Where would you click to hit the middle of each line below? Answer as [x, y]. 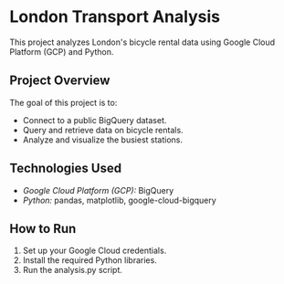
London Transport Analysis [115, 17]
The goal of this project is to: [63, 102]
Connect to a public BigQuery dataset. [95, 120]
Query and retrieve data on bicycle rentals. [103, 130]
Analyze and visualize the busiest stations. [102, 140]
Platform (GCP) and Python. [62, 51]
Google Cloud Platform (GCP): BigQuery [98, 190]
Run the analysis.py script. [73, 270]
